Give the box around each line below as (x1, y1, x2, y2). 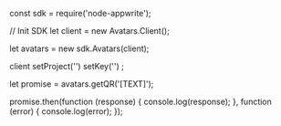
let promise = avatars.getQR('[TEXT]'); (9, 79, 154, 89)
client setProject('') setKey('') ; (9, 61, 125, 71)
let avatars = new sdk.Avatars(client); (9, 43, 150, 54)
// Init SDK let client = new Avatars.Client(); (9, 26, 171, 36)
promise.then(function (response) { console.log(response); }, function (9, 96, 272, 107)
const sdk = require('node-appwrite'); (9, 8, 152, 18)
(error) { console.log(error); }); (9, 106, 123, 117)
